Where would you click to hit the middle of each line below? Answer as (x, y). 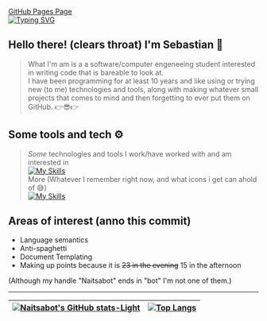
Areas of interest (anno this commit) (100, 221)
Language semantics (54, 240)
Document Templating (56, 257)
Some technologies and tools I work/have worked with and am (130, 153)
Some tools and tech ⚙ (66, 135)
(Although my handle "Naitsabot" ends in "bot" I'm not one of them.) (120, 280)
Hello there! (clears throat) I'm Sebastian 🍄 (116, 45)
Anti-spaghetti (43, 249)
